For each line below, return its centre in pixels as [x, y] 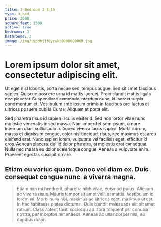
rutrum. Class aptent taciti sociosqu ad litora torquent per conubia [83, 209]
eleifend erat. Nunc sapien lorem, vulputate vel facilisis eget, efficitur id [76, 139]
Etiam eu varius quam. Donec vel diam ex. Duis [77, 170]
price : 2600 [17, 18]
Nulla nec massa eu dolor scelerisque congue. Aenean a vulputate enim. [77, 149]
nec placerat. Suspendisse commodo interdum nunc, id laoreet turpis [74, 99]
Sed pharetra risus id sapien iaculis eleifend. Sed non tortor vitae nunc [75, 118]
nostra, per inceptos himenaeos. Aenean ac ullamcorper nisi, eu [81, 214]
